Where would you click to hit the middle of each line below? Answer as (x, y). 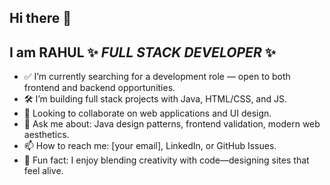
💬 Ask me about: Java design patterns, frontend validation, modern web (172, 124)
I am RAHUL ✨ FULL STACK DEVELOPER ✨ (142, 52)
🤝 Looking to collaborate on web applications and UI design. (147, 113)
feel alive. (43, 171)
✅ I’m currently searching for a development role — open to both (157, 77)
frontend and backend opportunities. (99, 88)
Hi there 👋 (40, 18)
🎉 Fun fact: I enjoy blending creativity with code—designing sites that (166, 160)
